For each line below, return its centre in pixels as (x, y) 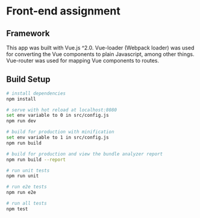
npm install (21, 99)
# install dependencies (36, 93)
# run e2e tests (27, 187)
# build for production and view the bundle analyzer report (85, 154)
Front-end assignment (63, 11)
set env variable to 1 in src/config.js (58, 138)
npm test (17, 209)
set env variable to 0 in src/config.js (58, 116)
